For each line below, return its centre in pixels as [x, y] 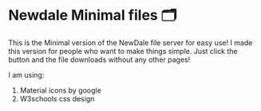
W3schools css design [57, 98]
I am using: [26, 75]
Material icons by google [60, 90]
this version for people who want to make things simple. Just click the [123, 51]
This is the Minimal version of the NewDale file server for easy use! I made [130, 42]
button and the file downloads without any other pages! [99, 59]
